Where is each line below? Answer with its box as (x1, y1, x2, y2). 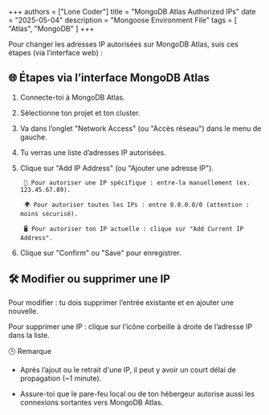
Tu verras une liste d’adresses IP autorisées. (19, 148, 166, 157)
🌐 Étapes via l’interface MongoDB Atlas (8, 71, 210, 85)
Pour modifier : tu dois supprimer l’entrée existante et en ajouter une (8, 297, 234, 307)
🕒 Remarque (8, 346, 52, 356)
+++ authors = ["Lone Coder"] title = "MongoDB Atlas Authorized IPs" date (8, 7, 256, 16)
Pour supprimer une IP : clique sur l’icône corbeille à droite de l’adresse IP (8, 321, 253, 332)
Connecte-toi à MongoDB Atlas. (19, 92, 126, 102)
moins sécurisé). (19, 210, 79, 218)
